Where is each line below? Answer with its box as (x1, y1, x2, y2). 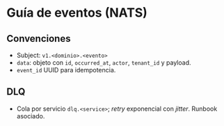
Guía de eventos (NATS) (6, 5, 147, 21)
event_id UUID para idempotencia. (16, 66, 116, 74)
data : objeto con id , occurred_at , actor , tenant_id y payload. (16, 58, 192, 67)
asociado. (16, 111, 45, 120)
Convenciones (6, 33, 71, 45)
